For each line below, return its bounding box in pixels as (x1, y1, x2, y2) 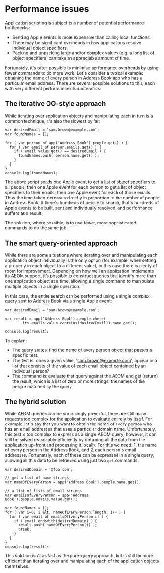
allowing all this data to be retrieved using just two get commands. (5, 457, 139, 464)
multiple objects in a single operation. (5, 283, 81, 289)
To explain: (5, 337, 27, 344)
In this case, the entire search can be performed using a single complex (5, 293, 150, 299)
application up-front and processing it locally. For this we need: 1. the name (5, 442, 157, 448)
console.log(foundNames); (5, 170, 58, 175)
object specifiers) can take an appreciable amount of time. (12, 55, 131, 61)
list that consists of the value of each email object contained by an (12, 363, 146, 369)
